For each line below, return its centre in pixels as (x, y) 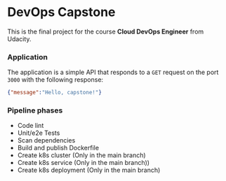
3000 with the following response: (55, 80)
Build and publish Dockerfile (58, 148)
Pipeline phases (35, 110)
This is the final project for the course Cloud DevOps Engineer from (106, 31)
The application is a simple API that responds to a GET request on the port (113, 72)
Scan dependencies (46, 140)
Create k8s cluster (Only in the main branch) (81, 155)
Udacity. (19, 38)
